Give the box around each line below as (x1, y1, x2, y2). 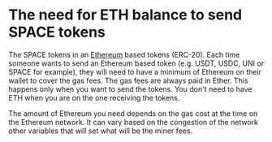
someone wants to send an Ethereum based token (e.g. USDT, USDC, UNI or (8, 58, 265, 68)
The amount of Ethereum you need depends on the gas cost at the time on (8, 108, 258, 118)
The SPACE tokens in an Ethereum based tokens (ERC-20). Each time (8, 49, 240, 59)
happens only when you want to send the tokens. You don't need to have (8, 84, 253, 94)
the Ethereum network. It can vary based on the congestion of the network (8, 117, 258, 127)
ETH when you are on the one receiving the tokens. (8, 93, 180, 102)
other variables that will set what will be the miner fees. (8, 126, 193, 136)
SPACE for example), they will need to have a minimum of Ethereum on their (8, 67, 262, 76)
